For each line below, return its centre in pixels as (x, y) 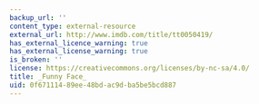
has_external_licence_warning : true (79, 43)
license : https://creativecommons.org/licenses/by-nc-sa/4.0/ (129, 69)
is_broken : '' (36, 60)
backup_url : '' (38, 18)
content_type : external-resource (73, 26)
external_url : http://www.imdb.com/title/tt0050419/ (111, 34)
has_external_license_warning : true (79, 52)
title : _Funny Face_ (49, 77)
